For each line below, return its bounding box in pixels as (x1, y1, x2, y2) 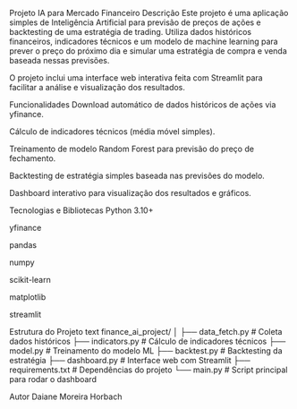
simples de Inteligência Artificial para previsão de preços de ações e (9, 17, 261, 28)
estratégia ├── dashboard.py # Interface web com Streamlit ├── (9, 355, 250, 365)
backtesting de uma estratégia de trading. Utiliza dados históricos (9, 27, 252, 37)
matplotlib (9, 292, 47, 302)
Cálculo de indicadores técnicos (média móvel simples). (9, 126, 216, 137)
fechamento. (9, 153, 56, 164)
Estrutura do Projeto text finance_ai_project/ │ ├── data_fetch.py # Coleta (9, 327, 283, 337)
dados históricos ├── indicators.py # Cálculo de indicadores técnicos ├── (9, 336, 286, 346)
